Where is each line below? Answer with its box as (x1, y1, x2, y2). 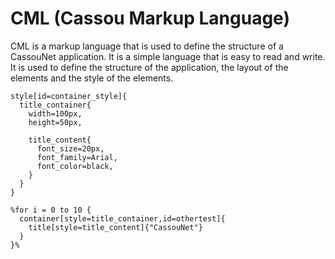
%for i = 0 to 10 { (10, 205, 92, 215)
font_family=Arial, (36, 152, 118, 162)
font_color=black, (36, 161, 114, 171)
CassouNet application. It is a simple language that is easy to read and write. (10, 50, 326, 62)
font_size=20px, (36, 143, 105, 154)
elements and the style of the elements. (10, 72, 174, 84)
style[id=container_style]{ (10, 91, 128, 101)
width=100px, (28, 108, 83, 119)
